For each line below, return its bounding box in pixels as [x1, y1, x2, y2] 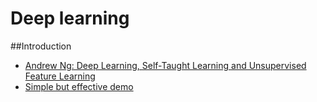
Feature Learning [24, 70, 96, 82]
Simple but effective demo [24, 80, 134, 92]
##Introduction [10, 40, 72, 52]
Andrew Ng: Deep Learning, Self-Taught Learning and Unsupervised [24, 59, 307, 71]
